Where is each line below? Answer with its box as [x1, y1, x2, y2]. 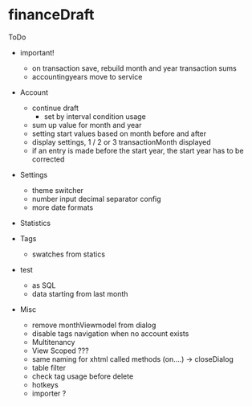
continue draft [31, 103, 79, 113]
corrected [31, 154, 65, 164]
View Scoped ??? [31, 346, 90, 355]
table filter [31, 363, 67, 372]
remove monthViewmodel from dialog [31, 320, 156, 330]
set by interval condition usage [43, 111, 146, 121]
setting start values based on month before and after [31, 129, 207, 138]
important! [19, 47, 55, 57]
